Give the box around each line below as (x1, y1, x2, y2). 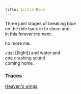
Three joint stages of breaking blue (5, 20, 76, 26)
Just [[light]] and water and (5, 50, 60, 56)
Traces (5, 72, 22, 79)
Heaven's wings (5, 83, 38, 89)
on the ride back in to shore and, (5, 25, 71, 32)
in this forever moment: (5, 31, 53, 37)
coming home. (5, 60, 34, 66)
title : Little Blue (5, 7, 45, 12)
